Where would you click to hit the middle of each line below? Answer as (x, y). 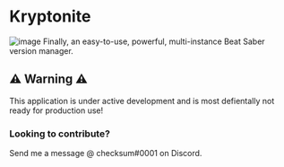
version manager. (41, 50)
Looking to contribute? (60, 134)
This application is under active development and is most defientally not (142, 101)
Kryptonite (50, 17)
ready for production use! (56, 110)
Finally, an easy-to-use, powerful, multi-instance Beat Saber (155, 41)
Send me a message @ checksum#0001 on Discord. (106, 154)
